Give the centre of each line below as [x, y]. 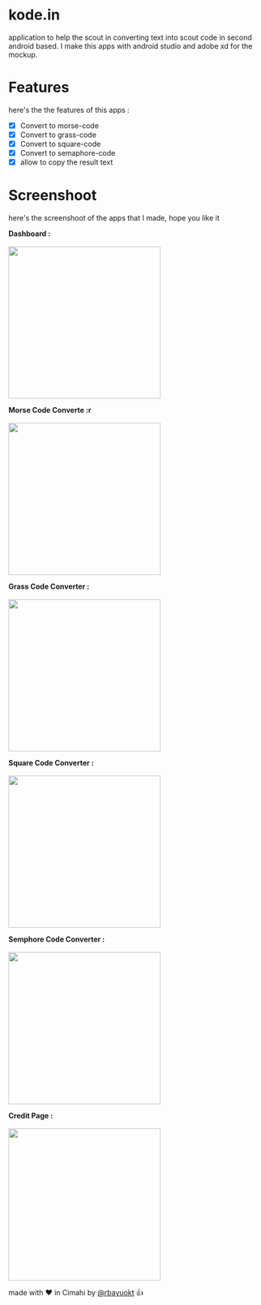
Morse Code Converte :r [50, 410]
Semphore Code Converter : [57, 939]
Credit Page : [31, 1116]
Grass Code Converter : [49, 586]
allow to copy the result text [66, 162]
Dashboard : [30, 234]
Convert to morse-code [60, 125]
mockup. [23, 54]
